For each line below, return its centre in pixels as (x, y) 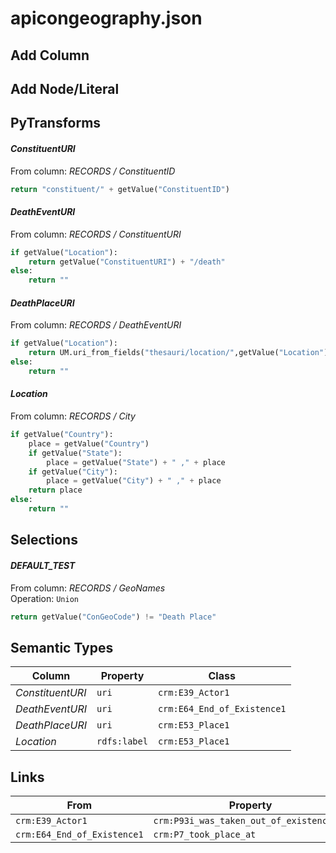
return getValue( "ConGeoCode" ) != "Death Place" (113, 617)
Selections (44, 540)
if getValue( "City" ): (73, 472)
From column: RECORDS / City (73, 416)
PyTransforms (56, 123)
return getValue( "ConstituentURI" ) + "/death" (127, 262)
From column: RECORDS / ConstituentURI (96, 234)
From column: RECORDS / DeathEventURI (96, 325)
